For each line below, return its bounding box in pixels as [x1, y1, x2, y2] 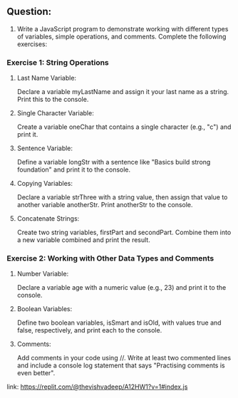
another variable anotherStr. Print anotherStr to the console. [16, 201, 193, 209]
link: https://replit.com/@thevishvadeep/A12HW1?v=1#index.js [6, 382, 188, 391]
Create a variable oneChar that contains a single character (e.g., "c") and [16, 122, 232, 131]
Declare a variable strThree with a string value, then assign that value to [16, 193, 228, 201]
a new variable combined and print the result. [16, 236, 150, 244]
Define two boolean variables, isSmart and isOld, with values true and [16, 318, 222, 327]
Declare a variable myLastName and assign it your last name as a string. [16, 88, 229, 96]
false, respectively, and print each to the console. [16, 326, 162, 335]
